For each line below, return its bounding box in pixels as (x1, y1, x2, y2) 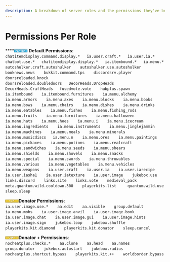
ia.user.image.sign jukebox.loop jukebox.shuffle (5, 220, 125, 225)
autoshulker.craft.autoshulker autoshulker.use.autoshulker (5, 64, 142, 70)
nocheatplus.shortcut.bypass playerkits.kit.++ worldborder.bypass (5, 251, 164, 256)
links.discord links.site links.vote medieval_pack (5, 178, 137, 183)
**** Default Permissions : (5, 47, 74, 53)
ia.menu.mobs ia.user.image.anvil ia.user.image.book (5, 209, 135, 214)
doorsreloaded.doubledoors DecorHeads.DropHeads (5, 81, 114, 86)
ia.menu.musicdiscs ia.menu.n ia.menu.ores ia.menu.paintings (5, 135, 157, 140)
